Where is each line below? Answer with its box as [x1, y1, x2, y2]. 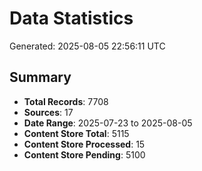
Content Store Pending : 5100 [23, 148, 146, 161]
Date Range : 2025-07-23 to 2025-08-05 [23, 117, 193, 129]
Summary [9, 69, 72, 86]
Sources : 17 [23, 106, 74, 118]
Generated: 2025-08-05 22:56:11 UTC [9, 40, 166, 52]
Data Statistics [9, 7, 134, 30]
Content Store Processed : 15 [23, 138, 146, 150]
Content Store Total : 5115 [23, 127, 130, 139]
